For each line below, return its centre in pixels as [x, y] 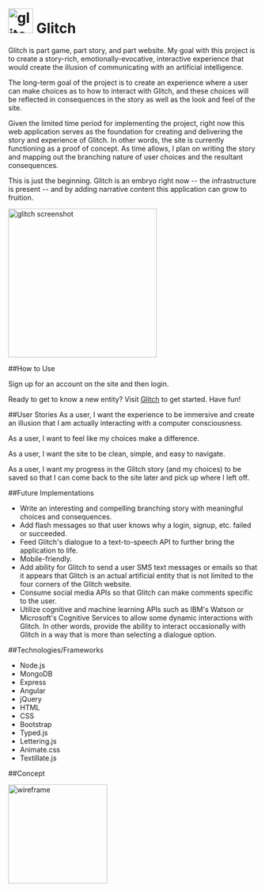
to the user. [38, 601]
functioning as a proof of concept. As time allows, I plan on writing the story [132, 148]
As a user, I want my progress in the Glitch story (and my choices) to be [125, 469]
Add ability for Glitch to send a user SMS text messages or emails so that [138, 567]
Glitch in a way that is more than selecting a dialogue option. [118, 634]
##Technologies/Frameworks [56, 649]
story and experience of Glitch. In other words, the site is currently [116, 140]
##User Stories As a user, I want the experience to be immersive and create [132, 414]
